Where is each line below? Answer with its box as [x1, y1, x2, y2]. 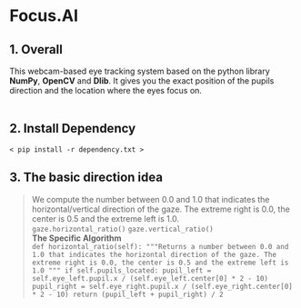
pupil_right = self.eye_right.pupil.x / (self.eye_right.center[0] [31, 282, 293, 291]
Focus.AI [9, 5, 79, 26]
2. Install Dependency [9, 121, 136, 136]
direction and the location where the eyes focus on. [9, 85, 203, 95]
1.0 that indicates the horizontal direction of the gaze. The [31, 250, 277, 259]
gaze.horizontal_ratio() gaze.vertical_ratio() [31, 224, 214, 233]
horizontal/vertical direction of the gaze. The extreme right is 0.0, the [31, 204, 291, 214]
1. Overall [9, 42, 64, 57]
